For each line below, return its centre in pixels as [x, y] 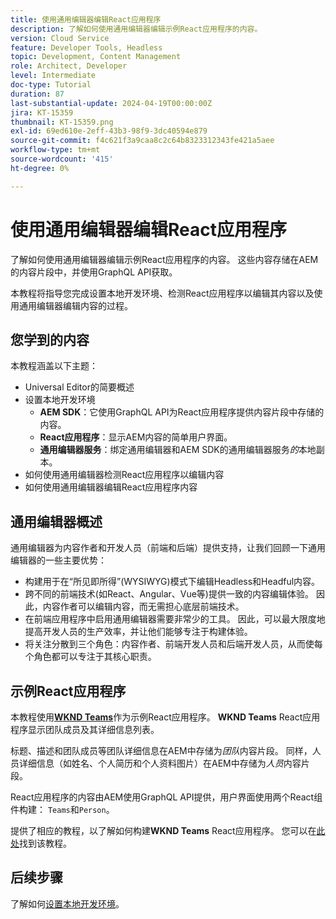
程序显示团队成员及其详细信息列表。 [85, 729]
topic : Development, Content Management [96, 57]
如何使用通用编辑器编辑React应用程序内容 [111, 487]
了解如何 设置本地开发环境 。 [67, 903]
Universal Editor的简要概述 [79, 387]
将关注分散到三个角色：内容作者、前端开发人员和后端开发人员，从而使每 [173, 644]
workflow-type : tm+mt [55, 150]
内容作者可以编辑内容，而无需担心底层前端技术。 [143, 607]
